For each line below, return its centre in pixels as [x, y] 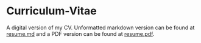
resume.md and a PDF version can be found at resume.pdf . [80, 33]
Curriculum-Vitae [52, 11]
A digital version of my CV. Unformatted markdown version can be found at [100, 27]
